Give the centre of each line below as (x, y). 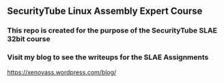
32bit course (29, 39)
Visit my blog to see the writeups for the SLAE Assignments (108, 57)
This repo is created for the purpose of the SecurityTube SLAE (112, 31)
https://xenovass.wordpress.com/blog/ (62, 72)
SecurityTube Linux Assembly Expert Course (105, 11)
